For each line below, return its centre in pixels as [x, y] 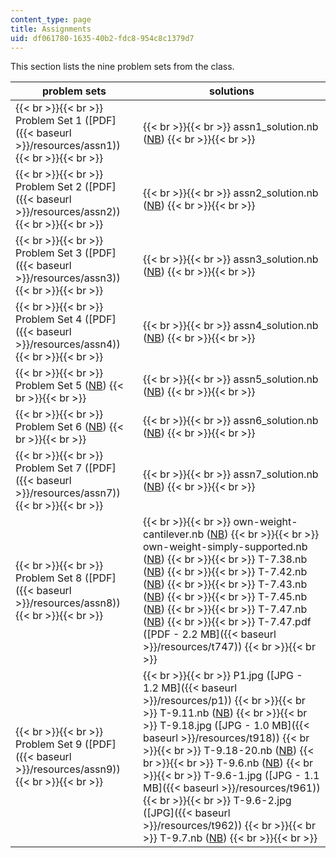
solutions [231, 91]
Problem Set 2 [49, 187]
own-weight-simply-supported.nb [225, 547]
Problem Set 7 [49, 468]
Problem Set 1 [49, 121]
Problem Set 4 [49, 319]
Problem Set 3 [49, 253]
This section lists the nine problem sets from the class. [122, 67]
